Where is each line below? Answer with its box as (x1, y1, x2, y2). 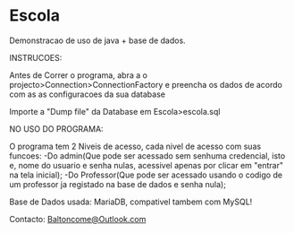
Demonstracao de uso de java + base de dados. (9, 35, 186, 46)
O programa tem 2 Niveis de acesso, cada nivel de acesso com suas (9, 141, 262, 151)
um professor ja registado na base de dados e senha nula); (9, 178, 226, 189)
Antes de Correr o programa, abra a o (9, 69, 147, 81)
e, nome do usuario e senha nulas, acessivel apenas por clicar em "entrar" (9, 160, 284, 170)
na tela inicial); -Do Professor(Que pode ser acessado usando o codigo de (9, 169, 283, 180)
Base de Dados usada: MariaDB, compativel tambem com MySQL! (9, 196, 253, 207)
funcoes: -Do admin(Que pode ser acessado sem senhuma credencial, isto (9, 150, 286, 161)
